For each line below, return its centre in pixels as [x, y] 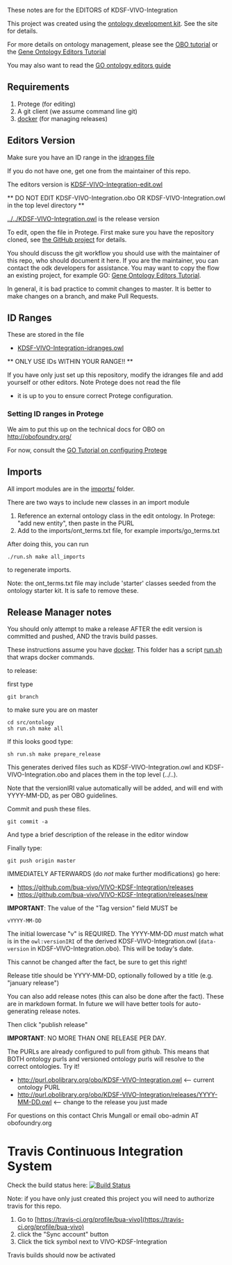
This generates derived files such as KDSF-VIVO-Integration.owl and [105, 767]
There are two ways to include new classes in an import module [98, 502]
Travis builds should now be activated [61, 1255]
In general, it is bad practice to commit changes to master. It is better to [109, 289]
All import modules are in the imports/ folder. [71, 488]
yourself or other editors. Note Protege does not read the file [94, 383]
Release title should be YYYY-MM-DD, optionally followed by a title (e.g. [110, 976]
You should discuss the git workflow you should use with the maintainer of [114, 253]
